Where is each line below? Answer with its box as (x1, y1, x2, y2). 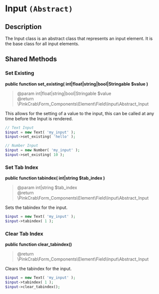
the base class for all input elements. (5, 41, 79, 47)
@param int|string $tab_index (17, 185, 78, 191)
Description (5, 23, 42, 31)
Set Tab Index (5, 164, 38, 171)
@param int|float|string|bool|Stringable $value (17, 90, 111, 96)
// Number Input (5, 143, 38, 148)
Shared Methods (5, 55, 57, 63)
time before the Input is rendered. (5, 116, 73, 121)
